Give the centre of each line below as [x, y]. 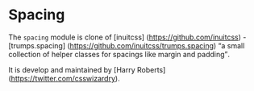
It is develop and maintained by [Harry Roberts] [87, 69]
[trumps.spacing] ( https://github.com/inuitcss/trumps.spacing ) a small [127, 45]
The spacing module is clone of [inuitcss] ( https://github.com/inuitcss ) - [127, 37]
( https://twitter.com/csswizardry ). [64, 78]
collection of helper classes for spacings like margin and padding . [119, 54]
